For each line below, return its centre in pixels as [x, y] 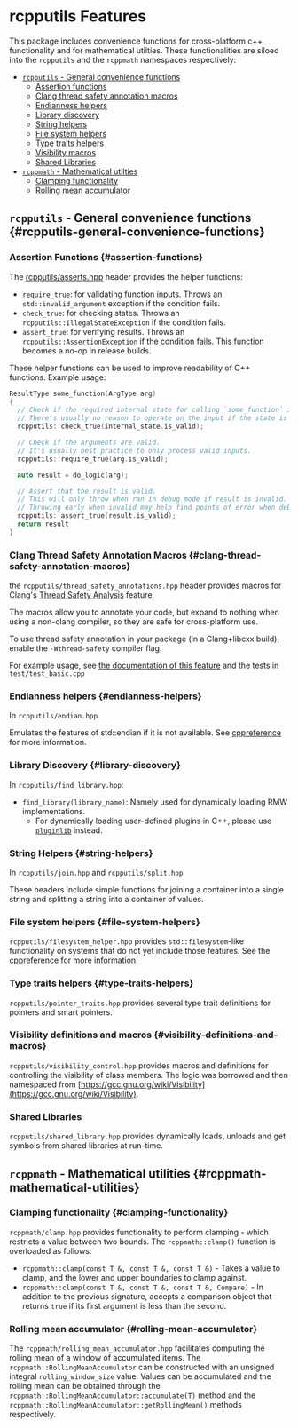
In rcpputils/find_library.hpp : [67, 784]
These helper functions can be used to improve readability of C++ [130, 368]
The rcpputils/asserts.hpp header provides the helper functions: [126, 276]
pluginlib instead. [69, 830]
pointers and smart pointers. [61, 1012]
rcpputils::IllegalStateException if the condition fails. [124, 322]
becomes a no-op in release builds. [86, 350]
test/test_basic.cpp [47, 674]
